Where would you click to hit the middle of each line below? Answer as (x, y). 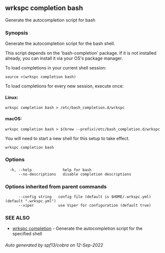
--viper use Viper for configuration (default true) (85, 206)
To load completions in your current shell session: (56, 68)
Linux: (12, 97)
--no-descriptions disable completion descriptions (75, 174)
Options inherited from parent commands (56, 186)
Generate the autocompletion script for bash (50, 20)
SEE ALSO (18, 218)
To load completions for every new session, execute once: (64, 86)
